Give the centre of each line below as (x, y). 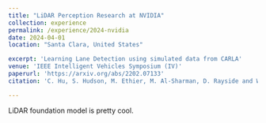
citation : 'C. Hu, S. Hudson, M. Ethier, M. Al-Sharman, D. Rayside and (131, 81)
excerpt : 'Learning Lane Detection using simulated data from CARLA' (125, 59)
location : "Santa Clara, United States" (76, 45)
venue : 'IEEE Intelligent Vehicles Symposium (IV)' (95, 67)
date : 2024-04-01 (37, 37)
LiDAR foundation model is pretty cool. (71, 110)
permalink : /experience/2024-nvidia (68, 30)
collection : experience (47, 23)
